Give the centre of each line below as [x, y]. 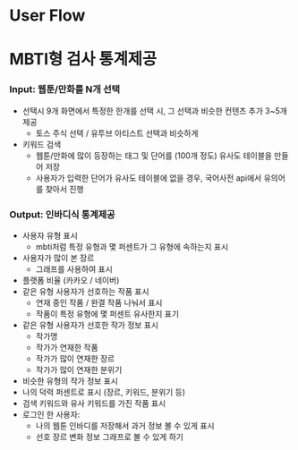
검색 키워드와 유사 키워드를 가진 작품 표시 [94, 403]
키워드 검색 [42, 144]
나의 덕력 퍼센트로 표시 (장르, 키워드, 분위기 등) [104, 392]
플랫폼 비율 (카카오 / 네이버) [71, 280]
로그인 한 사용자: [51, 414]
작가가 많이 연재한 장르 [75, 358]
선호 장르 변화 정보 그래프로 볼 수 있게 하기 [109, 437]
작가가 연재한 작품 [67, 347]
